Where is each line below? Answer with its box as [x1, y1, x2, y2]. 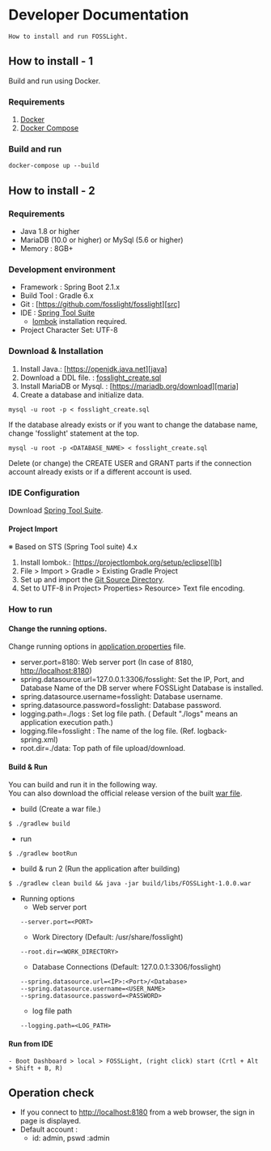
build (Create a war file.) [19, 804, 101, 814]
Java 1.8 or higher [19, 227, 80, 237]
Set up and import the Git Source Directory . [19, 575, 164, 585]
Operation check [8, 1086, 95, 1100]
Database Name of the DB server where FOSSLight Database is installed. [19, 683, 264, 693]
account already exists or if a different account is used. [8, 467, 193, 476]
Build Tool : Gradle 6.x [19, 291, 95, 301]
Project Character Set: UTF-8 [19, 326, 119, 335]
